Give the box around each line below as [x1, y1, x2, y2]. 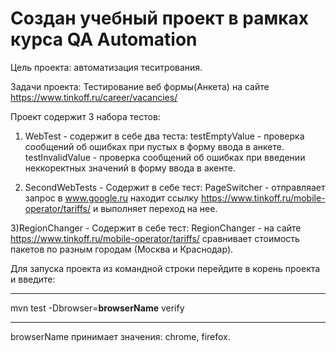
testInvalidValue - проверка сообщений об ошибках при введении [24, 151, 306, 163]
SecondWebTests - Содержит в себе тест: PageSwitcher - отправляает [24, 181, 326, 193]
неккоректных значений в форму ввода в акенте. [24, 162, 236, 174]
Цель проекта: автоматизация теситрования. [10, 61, 203, 73]
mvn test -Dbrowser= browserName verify [10, 302, 185, 314]
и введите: [10, 273, 56, 285]
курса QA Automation [10, 28, 198, 51]
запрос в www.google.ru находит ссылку [24, 192, 199, 204]
